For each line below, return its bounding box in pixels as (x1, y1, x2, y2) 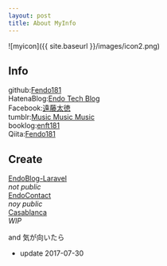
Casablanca (8, 208, 48, 217)
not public (8, 182, 41, 192)
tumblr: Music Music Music (8, 113, 95, 122)
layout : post (8, 11, 52, 20)
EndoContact (8, 191, 52, 200)
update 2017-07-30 (19, 248, 84, 258)
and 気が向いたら (8, 232, 65, 242)
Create (8, 153, 43, 166)
